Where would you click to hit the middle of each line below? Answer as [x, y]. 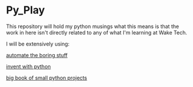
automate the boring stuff [37, 55]
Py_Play [26, 10]
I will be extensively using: [38, 44]
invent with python [28, 66]
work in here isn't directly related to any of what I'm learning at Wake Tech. [97, 32]
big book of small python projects [47, 78]
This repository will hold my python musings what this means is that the [93, 26]
